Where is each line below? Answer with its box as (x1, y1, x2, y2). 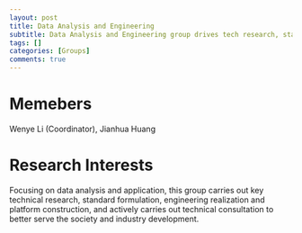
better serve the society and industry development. (9, 213, 200, 224)
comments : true (9, 55, 67, 64)
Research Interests (9, 155, 154, 175)
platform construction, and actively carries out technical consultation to (9, 203, 274, 214)
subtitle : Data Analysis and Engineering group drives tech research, (9, 30, 280, 39)
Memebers (9, 94, 93, 114)
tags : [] (9, 38, 42, 48)
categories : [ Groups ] (9, 47, 91, 56)
